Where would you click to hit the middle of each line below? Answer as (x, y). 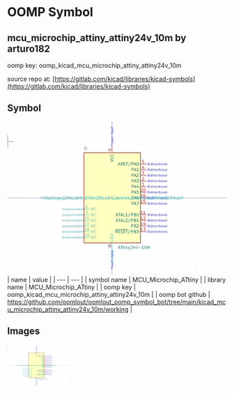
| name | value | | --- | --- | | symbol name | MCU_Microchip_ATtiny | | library (117, 279)
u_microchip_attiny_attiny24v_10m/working (68, 309)
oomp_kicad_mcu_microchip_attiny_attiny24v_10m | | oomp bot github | (109, 294)
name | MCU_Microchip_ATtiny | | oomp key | (72, 287)
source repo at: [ (31, 79)
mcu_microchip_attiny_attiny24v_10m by (97, 38)
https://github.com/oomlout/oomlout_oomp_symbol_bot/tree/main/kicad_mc (117, 302)
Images (24, 331)
